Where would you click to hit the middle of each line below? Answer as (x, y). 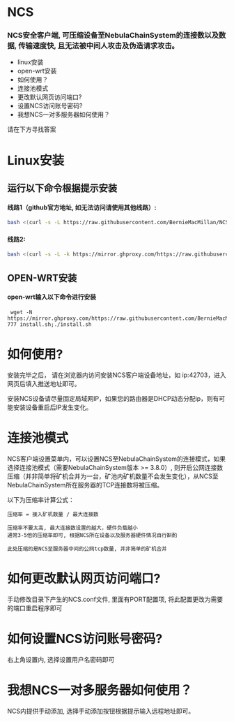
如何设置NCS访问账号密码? (85, 639)
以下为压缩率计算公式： (41, 499)
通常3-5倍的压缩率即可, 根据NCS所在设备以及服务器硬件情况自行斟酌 (92, 535)
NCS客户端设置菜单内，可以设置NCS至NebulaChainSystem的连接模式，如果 (117, 459)
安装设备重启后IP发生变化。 (53, 407)
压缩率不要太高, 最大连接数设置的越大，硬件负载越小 (72, 528)
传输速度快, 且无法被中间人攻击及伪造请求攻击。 (99, 46)
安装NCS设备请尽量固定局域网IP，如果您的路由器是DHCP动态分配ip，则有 (113, 398)
